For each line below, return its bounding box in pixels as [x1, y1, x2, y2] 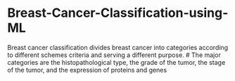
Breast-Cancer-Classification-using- [7, 5, 229, 21]
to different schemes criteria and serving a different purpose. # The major [7, 51, 222, 59]
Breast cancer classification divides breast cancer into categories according [7, 43, 229, 51]
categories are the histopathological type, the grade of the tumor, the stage [7, 58, 226, 66]
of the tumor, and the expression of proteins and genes [7, 66, 167, 74]
